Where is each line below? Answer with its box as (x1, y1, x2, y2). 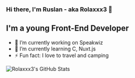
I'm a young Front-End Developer (6, 23, 129, 33)
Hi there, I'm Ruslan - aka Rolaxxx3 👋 (6, 5, 113, 13)
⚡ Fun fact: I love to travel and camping (14, 52, 109, 59)
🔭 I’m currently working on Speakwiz (14, 39, 103, 46)
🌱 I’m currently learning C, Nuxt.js (14, 45, 96, 52)
